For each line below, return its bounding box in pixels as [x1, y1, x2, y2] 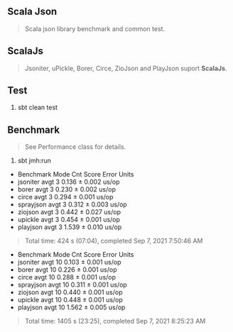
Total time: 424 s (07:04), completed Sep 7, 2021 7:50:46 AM [24, 237, 203, 245]
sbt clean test [17, 103, 58, 112]
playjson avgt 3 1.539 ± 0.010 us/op [17, 223, 122, 231]
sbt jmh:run [17, 156, 52, 165]
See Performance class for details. [24, 143, 126, 151]
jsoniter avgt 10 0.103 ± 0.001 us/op [17, 258, 122, 267]
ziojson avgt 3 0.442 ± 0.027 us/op [17, 208, 121, 216]
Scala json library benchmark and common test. [24, 24, 166, 33]
